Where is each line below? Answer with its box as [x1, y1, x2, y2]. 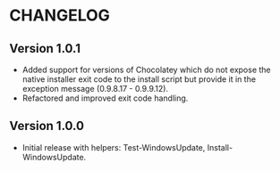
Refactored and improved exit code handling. [21, 93, 189, 103]
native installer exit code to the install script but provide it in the [21, 74, 257, 85]
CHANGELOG [9, 5, 110, 26]
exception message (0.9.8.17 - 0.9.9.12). [21, 84, 168, 94]
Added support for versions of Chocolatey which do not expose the [21, 64, 271, 75]
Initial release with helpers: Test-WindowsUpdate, [21, 142, 206, 152]
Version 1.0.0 [9, 118, 85, 134]
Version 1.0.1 [9, 41, 81, 56]
